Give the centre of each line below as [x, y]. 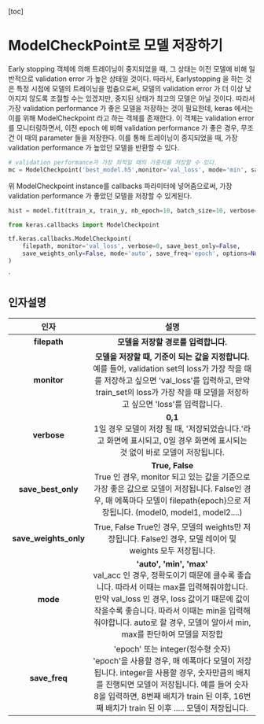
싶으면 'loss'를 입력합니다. [177, 404]
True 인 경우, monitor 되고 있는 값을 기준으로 [172, 477]
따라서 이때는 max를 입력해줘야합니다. [181, 587]
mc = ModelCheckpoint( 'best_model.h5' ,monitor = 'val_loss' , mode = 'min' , [128, 170]
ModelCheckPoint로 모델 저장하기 [115, 46]
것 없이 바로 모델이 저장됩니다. [172, 452]
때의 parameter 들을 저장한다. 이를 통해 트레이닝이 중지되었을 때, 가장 [131, 138]
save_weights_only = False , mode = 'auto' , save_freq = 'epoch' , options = [137, 254]
